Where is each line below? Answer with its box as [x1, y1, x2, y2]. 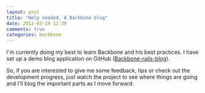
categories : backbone [6, 32, 62, 38]
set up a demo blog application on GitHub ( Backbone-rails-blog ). [6, 55, 170, 62]
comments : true [6, 26, 45, 32]
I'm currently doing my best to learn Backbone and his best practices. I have [6, 48, 199, 56]
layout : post [6, 9, 40, 15]
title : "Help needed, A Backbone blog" [6, 15, 108, 21]
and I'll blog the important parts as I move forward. [6, 80, 134, 87]
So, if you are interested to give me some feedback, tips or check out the [6, 67, 190, 74]
